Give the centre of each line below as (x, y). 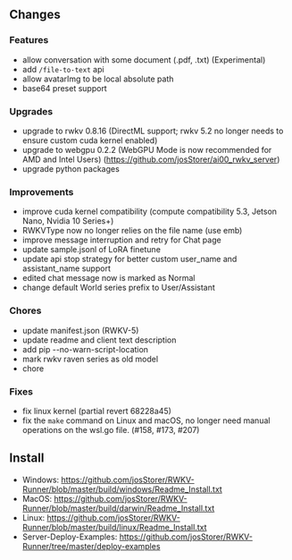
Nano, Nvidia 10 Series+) (68, 221)
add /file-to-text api (63, 69)
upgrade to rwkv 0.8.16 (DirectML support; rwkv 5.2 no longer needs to (153, 131)
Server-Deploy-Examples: (70, 537)
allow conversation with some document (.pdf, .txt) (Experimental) (144, 59)
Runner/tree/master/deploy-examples (91, 546)
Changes (35, 15)
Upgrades (31, 111)
